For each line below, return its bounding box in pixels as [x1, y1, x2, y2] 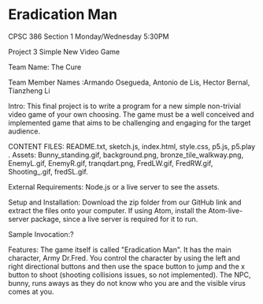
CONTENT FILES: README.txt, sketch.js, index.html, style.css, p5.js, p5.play [8, 141, 256, 151]
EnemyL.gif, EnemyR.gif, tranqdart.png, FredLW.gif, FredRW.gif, [8, 158, 213, 167]
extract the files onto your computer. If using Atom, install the [8, 205, 207, 215]
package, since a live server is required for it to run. [31, 214, 198, 223]
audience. [8, 126, 41, 136]
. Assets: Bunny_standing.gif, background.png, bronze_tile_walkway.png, [8, 150, 244, 160]
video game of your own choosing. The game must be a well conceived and [8, 109, 254, 119]
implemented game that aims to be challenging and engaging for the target [8, 118, 251, 127]
